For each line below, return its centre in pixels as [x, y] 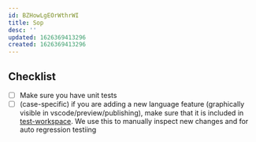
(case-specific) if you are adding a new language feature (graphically [132, 104]
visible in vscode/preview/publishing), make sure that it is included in [132, 113]
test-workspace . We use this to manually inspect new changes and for [134, 122]
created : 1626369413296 [47, 45]
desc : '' [22, 30]
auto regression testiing [58, 129]
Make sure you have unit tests [68, 95]
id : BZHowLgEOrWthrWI [44, 15]
